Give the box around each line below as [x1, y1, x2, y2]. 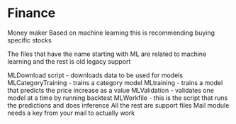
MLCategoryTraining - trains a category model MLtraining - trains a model [7, 78, 223, 86]
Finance [7, 5, 56, 21]
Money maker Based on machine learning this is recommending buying [7, 28, 215, 37]
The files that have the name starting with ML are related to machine [7, 50, 207, 58]
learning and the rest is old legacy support [7, 57, 131, 65]
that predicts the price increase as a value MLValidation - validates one [7, 86, 215, 94]
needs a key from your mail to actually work [7, 108, 135, 117]
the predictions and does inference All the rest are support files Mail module [7, 101, 230, 109]
